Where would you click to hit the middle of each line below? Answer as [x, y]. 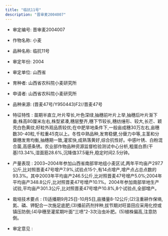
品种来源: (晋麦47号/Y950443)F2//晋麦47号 [57, 104]
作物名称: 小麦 [27, 40]
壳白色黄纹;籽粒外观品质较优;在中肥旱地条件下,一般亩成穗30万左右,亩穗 [86, 127]
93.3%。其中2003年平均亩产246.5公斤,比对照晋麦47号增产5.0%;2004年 [87, 176]
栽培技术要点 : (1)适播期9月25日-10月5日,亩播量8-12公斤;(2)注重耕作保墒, [88, 199]
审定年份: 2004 [28, 61]
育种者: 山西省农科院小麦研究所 [44, 83]
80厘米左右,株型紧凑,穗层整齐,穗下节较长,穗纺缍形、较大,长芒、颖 [95, 121]
